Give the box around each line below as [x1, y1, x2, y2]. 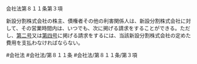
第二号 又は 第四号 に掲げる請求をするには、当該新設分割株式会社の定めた [16, 32, 191, 39]
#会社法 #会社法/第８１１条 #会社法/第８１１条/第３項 [6, 52, 138, 58]
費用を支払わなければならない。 [6, 40, 83, 46]
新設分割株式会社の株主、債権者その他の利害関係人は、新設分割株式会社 [6, 17, 181, 24]
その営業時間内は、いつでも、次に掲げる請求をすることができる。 [21, 25, 181, 31]
